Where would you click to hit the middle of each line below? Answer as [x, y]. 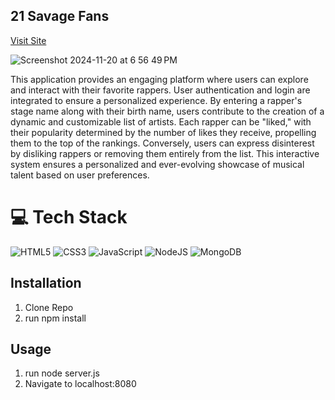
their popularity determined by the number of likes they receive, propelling [163, 132]
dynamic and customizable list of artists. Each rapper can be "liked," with [161, 121]
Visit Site [28, 40]
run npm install [55, 318]
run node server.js [62, 373]
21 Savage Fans [60, 16]
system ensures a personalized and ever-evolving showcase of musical [157, 164]
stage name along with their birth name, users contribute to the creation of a [167, 111]
